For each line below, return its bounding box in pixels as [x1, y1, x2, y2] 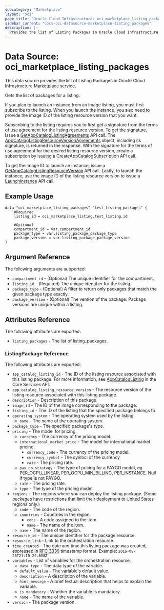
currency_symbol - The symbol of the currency [26, 454, 120, 460]
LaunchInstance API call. [5, 178, 55, 184]
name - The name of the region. [19, 527, 82, 533]
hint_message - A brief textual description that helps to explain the [19, 578, 152, 584]
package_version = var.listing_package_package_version [14, 235, 130, 240]
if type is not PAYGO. [19, 475, 61, 481]
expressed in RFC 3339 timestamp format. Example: [12, 548, 117, 554]
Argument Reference [5, 253, 70, 261]
